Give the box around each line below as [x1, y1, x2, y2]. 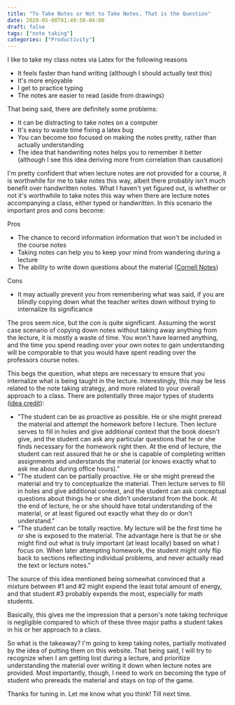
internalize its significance [17, 305, 93, 313]
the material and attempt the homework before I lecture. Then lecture [17, 420, 217, 429]
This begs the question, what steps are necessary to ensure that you [7, 369, 205, 378]
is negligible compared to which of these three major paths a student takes [7, 618, 223, 627]
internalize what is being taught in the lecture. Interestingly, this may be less [7, 377, 226, 385]
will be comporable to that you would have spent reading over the [7, 348, 197, 357]
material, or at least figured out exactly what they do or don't [17, 509, 192, 518]
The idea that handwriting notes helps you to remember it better [17, 148, 202, 157]
